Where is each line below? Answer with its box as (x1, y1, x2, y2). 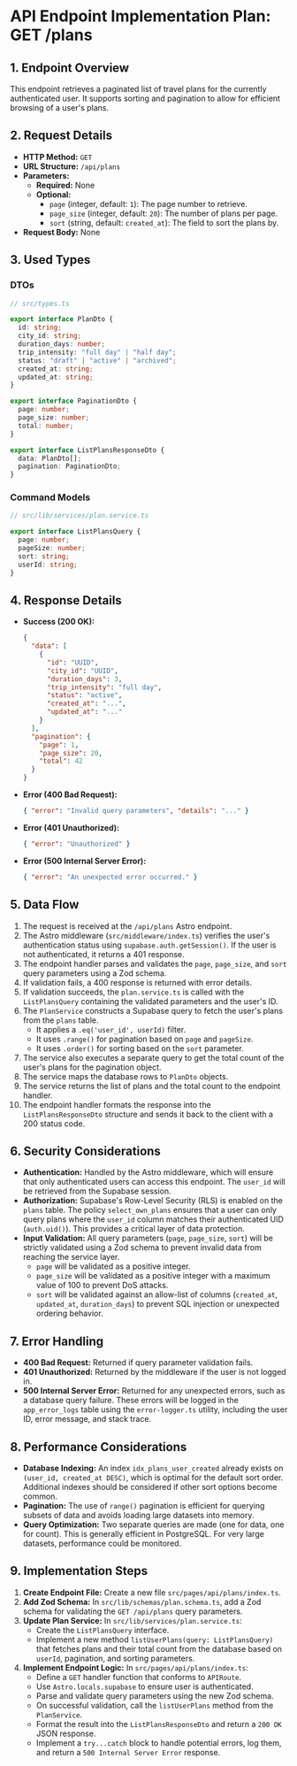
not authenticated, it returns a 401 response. (22, 948, 185, 959)
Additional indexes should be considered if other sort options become (22, 1481, 278, 1492)
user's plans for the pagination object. (22, 1062, 162, 1072)
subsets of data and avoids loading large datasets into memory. (22, 1509, 255, 1520)
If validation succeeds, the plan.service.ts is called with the (22, 987, 245, 997)
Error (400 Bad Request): (22, 789, 118, 800)
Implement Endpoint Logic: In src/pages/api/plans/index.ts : (22, 1662, 248, 1673)
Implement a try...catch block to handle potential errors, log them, (35, 1737, 282, 1748)
